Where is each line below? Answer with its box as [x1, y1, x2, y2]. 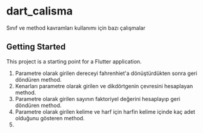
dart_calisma [6, 4, 73, 18]
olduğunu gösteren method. [15, 114, 85, 122]
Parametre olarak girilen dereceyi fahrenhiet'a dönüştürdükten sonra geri [15, 70, 198, 77]
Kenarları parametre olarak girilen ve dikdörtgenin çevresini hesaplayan [15, 82, 193, 89]
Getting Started [6, 42, 66, 52]
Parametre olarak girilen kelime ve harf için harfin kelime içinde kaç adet [15, 108, 196, 115]
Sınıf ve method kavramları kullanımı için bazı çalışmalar [6, 24, 145, 31]
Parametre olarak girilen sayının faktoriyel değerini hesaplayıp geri [15, 95, 181, 102]
